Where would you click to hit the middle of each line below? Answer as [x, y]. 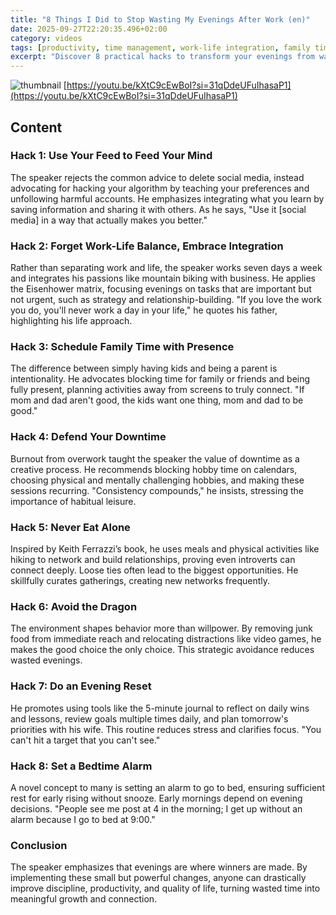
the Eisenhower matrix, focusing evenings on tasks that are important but [161, 289]
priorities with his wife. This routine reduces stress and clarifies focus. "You [166, 729]
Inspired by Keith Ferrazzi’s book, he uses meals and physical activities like [165, 549]
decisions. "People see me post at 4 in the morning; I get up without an [156, 808]
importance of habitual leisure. [73, 501]
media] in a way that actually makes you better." [109, 220]
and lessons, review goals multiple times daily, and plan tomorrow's [149, 718]
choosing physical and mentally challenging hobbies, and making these [157, 480]
